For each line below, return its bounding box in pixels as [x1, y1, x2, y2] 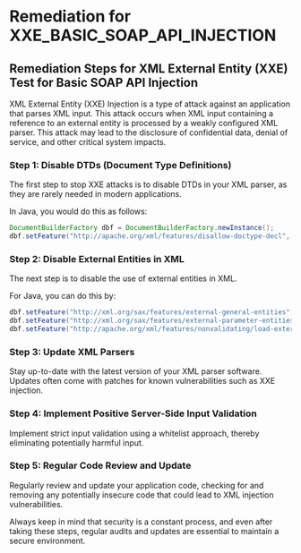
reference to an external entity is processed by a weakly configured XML [9, 118, 279, 128]
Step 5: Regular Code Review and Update [9, 459, 192, 472]
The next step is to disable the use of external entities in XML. [9, 273, 237, 284]
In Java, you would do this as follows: [9, 206, 148, 217]
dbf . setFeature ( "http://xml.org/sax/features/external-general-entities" [9, 308, 291, 317]
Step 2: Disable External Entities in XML [9, 252, 185, 265]
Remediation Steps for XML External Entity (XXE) [9, 61, 288, 76]
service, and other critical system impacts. [9, 137, 167, 147]
